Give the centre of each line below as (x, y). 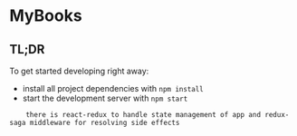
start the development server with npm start (105, 98)
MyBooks (46, 16)
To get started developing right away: (79, 71)
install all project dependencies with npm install (113, 88)
